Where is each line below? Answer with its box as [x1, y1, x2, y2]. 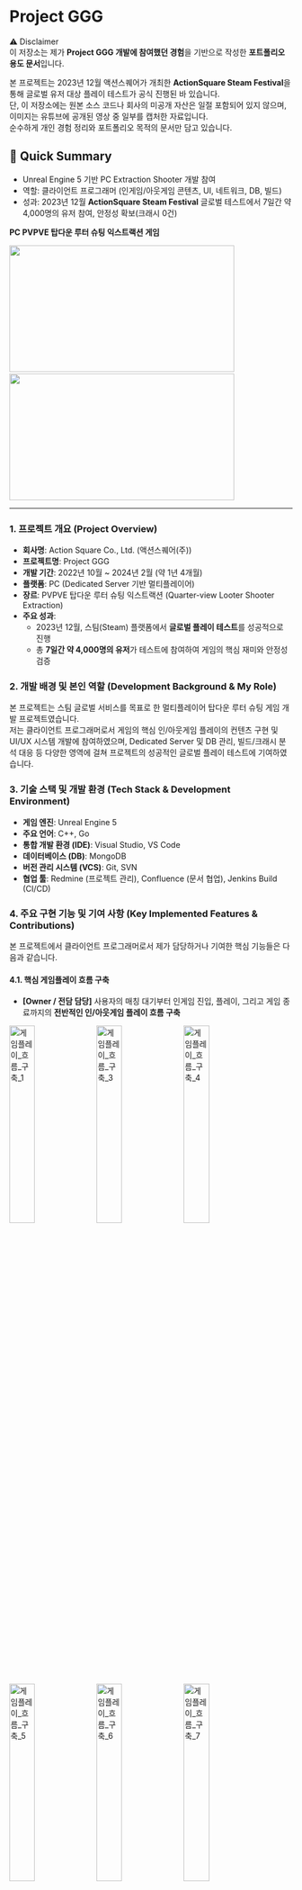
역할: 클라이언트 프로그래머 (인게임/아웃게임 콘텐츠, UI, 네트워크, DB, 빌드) [22, 184, 282, 195]
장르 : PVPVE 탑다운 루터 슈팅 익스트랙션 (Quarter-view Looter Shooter [22, 589, 275, 600]
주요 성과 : [22, 610, 57, 622]
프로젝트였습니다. [18, 714, 79, 724]
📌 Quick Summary [9, 148, 112, 164]
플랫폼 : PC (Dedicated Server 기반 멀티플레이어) [22, 579, 195, 589]
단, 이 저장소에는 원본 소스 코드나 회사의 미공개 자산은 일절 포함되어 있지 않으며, [9, 99, 288, 110]
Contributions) [9, 919, 75, 931]
